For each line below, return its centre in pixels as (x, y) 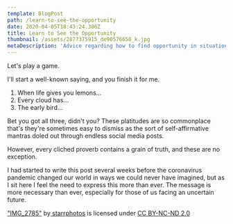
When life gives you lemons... (59, 93)
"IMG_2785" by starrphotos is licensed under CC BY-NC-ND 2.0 (99, 213)
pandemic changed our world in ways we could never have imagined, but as (116, 177)
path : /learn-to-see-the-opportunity (62, 20)
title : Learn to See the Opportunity (62, 33)
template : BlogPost (35, 14)
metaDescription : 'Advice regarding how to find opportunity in (102, 46)
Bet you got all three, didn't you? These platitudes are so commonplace (109, 121)
